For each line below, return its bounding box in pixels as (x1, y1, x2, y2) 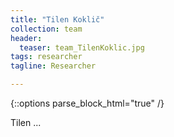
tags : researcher (10, 52, 83, 62)
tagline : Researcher (10, 61, 97, 71)
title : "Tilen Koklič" (10, 14, 105, 25)
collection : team (10, 24, 83, 34)
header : (10, 33, 43, 43)
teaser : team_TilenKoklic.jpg (19, 42, 145, 53)
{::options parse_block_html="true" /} (10, 97, 165, 109)
